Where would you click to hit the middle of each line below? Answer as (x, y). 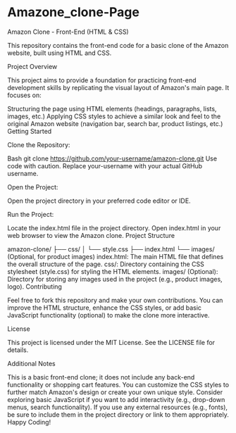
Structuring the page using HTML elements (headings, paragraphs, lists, (112, 108)
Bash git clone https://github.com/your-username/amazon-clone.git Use (112, 158)
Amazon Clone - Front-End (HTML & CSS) (68, 32)
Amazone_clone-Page (73, 12)
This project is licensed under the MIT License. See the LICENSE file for (111, 342)
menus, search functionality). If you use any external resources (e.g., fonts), (117, 407)
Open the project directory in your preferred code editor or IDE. (99, 201)
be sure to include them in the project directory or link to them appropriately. (118, 414)
